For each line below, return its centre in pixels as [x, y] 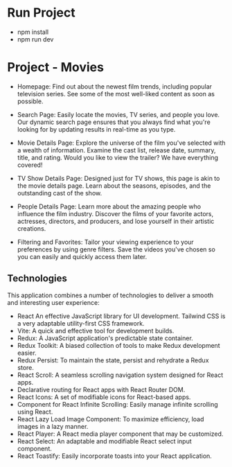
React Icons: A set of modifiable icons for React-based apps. [104, 397]
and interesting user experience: [53, 302]
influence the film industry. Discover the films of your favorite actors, [115, 213]
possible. [30, 101]
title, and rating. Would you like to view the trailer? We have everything [117, 157]
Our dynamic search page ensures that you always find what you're [114, 122]
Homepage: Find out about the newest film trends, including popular [115, 86]
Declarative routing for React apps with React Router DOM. [101, 389]
